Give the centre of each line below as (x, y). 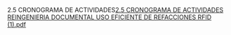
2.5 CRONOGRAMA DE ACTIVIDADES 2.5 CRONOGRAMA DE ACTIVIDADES (115, 10)
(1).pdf (17, 24)
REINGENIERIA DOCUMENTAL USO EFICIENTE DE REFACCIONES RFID (110, 17)
